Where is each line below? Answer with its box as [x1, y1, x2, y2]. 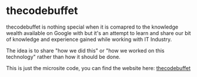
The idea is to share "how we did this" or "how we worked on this [6, 47, 165, 54]
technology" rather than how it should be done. [6, 53, 121, 60]
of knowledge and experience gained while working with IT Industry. [6, 36, 172, 43]
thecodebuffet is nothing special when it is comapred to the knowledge [6, 23, 178, 30]
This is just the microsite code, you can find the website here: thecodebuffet [6, 64, 191, 71]
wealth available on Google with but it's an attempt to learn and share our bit [6, 29, 191, 36]
